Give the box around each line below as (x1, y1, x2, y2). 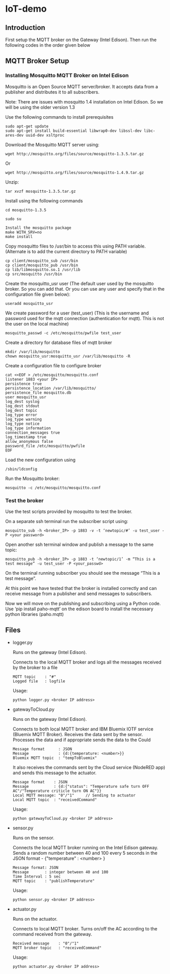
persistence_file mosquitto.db (5, 390, 72, 395)
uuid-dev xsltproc (25, 132, 65, 137)
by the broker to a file (12, 664, 58, 670)
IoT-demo (5, 3, 47, 15)
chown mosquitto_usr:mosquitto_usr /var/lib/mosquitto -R (5, 354, 130, 359)
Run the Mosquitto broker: (5, 475, 60, 481)
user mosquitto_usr (5, 394, 47, 400)
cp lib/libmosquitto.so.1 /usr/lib (5, 267, 81, 272)
